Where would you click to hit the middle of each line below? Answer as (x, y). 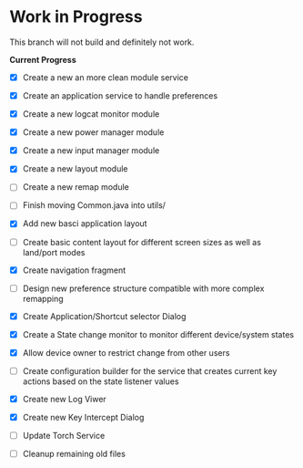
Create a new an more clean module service (106, 77)
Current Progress (43, 59)
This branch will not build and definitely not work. (102, 42)
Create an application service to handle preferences (120, 96)
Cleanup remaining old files (74, 454)
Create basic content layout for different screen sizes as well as (142, 242)
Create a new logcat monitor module (91, 114)
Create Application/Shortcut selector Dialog (104, 316)
